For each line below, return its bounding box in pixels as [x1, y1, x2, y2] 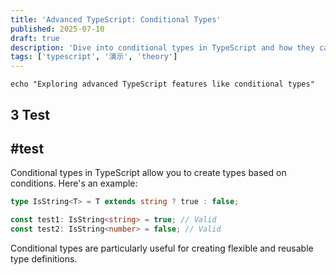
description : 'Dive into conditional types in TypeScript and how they [10, 42, 315, 53]
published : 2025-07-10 [10, 24, 105, 34]
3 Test [10, 106, 50, 123]
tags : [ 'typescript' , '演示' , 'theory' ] [10, 52, 178, 62]
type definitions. [10, 252, 78, 265]
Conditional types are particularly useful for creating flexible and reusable [10, 242, 314, 254]
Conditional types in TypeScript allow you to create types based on [10, 167, 287, 179]
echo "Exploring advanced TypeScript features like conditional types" [10, 79, 315, 90]
